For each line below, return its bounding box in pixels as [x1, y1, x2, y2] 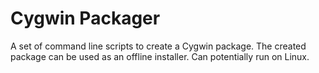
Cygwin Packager [10, 7, 161, 30]
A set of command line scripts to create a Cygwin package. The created [10, 40, 307, 52]
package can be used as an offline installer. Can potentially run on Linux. [10, 50, 310, 62]
